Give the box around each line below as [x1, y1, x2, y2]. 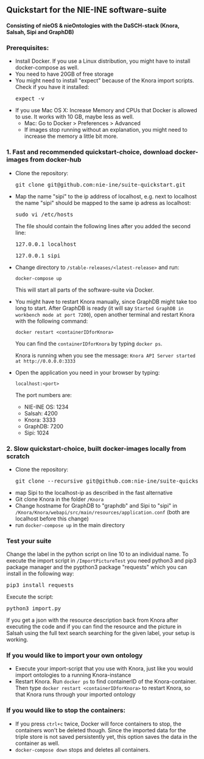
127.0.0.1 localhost [15, 240, 77, 248]
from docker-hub [29, 156, 82, 164]
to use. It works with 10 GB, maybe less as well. [15, 113, 134, 121]
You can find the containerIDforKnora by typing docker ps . [15, 340, 163, 347]
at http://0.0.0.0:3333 [15, 358, 76, 364]
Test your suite [6, 536, 52, 545]
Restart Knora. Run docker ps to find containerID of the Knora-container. [15, 678, 197, 685]
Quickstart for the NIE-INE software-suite [6, 5, 167, 15]
